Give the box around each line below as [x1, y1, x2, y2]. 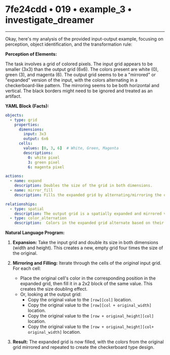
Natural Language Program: [5, 229, 65, 236]
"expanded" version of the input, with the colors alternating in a [5, 77, 138, 83]
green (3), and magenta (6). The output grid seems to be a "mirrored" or [5, 71, 156, 77]
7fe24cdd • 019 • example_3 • [5, 4, 132, 15]
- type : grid [10, 117, 37, 123]
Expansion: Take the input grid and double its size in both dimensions [12, 240, 158, 246]
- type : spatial [10, 206, 44, 211]
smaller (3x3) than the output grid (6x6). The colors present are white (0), [5, 66, 159, 72]
